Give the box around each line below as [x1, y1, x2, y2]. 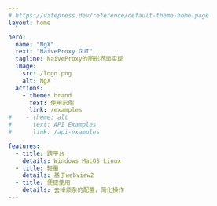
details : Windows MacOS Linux [22, 156, 122, 165]
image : [15, 62, 37, 71]
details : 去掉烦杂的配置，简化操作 [22, 186, 124, 194]
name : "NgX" [15, 40, 55, 48]
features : [8, 142, 41, 150]
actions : [15, 84, 44, 92]
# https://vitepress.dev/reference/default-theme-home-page [8, 11, 210, 20]
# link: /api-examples [8, 128, 101, 136]
